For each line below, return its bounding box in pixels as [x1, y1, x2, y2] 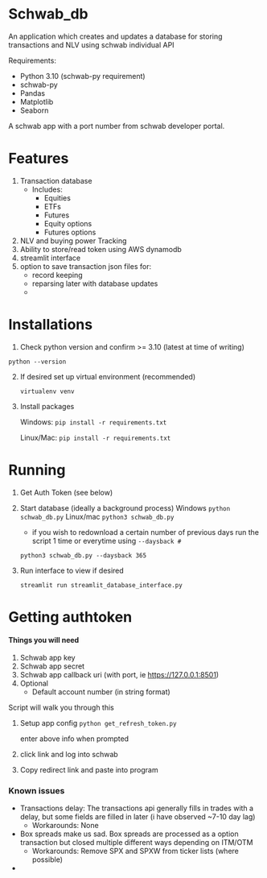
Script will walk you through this [8, 702, 114, 713]
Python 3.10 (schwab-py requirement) [19, 71, 146, 81]
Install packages [19, 401, 75, 411]
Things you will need [8, 635, 80, 644]
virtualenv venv [19, 387, 75, 396]
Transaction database [19, 176, 92, 185]
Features [8, 150, 69, 168]
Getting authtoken [8, 607, 133, 626]
